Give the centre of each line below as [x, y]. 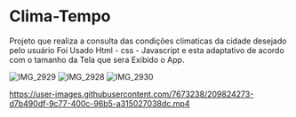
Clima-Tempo [60, 16]
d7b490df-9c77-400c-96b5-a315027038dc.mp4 [100, 103]
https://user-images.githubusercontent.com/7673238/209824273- [132, 94]
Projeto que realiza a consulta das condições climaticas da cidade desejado [148, 41]
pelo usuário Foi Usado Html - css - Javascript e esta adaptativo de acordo [147, 50]
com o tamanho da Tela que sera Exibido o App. [97, 59]
